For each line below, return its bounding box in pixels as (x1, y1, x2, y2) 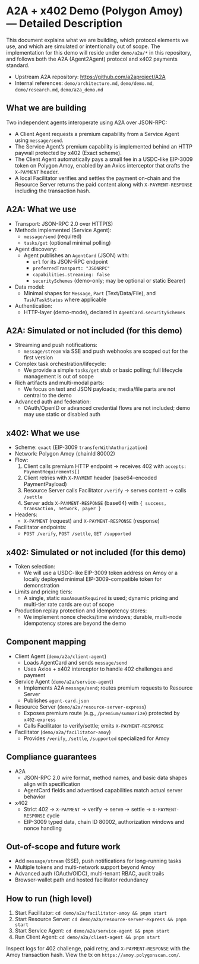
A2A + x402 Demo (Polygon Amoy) (6, 4, 183, 18)
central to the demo (23, 392, 72, 399)
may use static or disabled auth (23, 411, 101, 418)
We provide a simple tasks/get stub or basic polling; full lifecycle (23, 366, 183, 374)
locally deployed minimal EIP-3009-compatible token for (23, 576, 162, 583)
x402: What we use (6, 428, 80, 438)
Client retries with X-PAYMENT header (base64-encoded (23, 474, 157, 482)
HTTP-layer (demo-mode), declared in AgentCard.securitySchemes (23, 308, 186, 315)
